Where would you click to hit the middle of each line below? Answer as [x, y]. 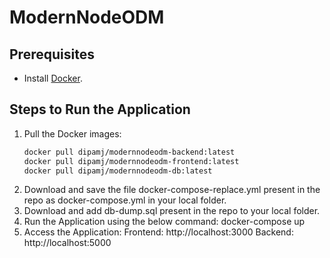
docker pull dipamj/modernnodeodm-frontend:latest [131, 161]
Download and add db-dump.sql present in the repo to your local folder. [172, 211]
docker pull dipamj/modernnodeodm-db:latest [118, 171]
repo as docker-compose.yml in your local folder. [125, 200]
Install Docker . [53, 78]
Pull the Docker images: [72, 133]
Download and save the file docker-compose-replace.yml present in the [172, 190]
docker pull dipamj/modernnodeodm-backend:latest [129, 152]
